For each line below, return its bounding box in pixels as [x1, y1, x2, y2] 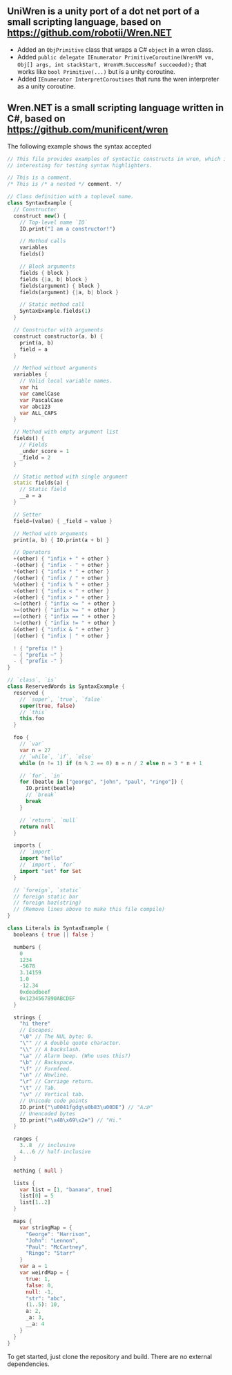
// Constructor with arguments [13, 327, 104, 334]
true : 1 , [25, 1276, 51, 1282]
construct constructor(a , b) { [13, 333, 104, 340]
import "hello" [19, 855, 64, 862]
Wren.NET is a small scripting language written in [7, 102, 224, 114]
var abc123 [19, 403, 51, 410]
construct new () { [13, 212, 67, 220]
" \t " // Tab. [19, 1084, 57, 1092]
